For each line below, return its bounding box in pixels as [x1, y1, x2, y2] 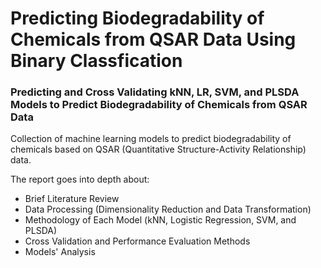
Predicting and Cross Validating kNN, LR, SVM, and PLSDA [10, 85, 300, 99]
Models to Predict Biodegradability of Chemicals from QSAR [10, 98, 308, 112]
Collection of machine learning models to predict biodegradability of [10, 133, 292, 145]
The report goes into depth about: [10, 173, 150, 186]
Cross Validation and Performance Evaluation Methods [24, 235, 251, 247]
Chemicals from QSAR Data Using [10, 28, 297, 51]
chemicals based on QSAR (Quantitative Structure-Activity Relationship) [10, 143, 307, 156]
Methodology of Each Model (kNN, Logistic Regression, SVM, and [24, 214, 297, 226]
